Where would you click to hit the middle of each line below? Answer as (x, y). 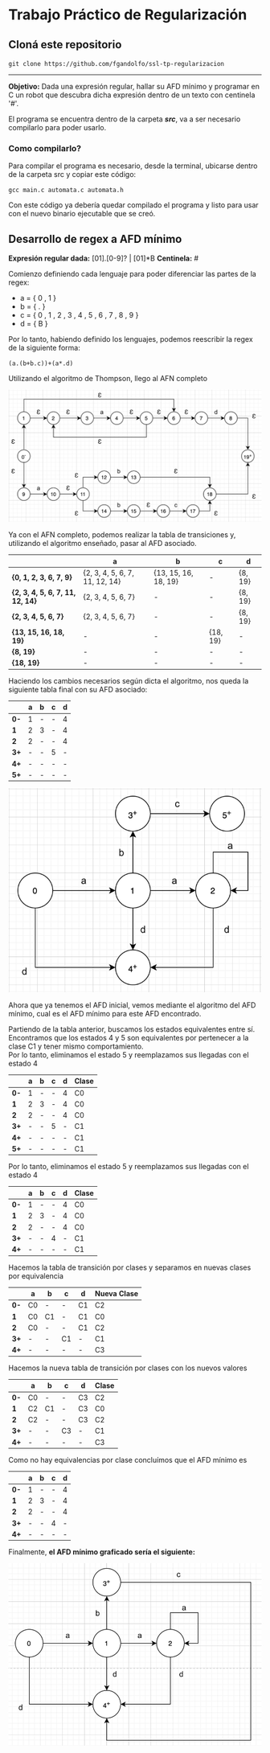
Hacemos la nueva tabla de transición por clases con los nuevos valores (128, 1368)
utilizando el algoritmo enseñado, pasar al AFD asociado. (102, 544)
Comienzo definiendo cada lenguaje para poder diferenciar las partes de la (133, 274)
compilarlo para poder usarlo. (57, 127)
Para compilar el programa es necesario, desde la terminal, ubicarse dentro (133, 166)
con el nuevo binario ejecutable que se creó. (82, 214)
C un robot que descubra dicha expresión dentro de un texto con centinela (132, 95)
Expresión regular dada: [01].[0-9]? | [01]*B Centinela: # (104, 258)
